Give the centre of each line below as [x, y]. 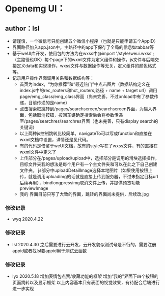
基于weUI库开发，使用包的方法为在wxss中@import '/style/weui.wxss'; [83, 53]
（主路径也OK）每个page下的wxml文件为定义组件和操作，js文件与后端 [83, 60]
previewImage [34, 188]
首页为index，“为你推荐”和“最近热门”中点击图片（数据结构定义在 [85, 84]
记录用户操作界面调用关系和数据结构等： [53, 78]
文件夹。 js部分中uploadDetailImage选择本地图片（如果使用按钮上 [86, 170]
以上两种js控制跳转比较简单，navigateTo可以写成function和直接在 [86, 133]
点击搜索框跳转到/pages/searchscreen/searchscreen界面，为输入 [86, 109]
